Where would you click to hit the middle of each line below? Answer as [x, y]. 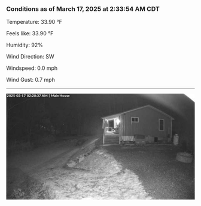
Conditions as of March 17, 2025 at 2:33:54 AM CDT [83, 9]
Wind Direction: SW [31, 57]
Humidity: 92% [25, 45]
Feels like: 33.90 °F [30, 33]
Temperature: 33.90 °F [34, 22]
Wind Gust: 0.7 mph [31, 80]
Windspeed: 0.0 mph [32, 68]
